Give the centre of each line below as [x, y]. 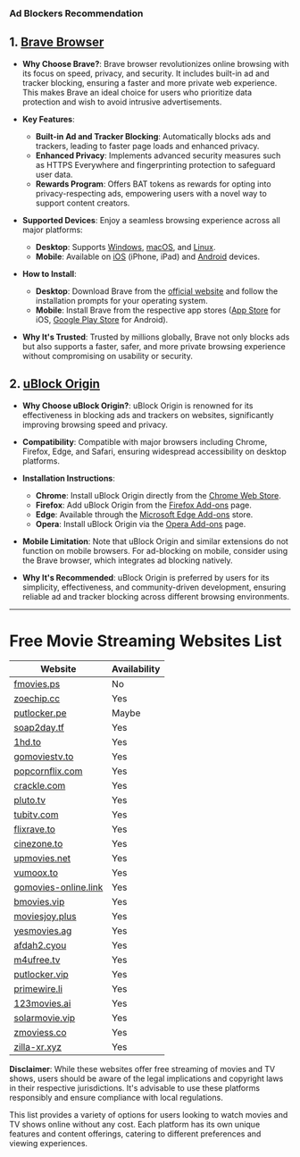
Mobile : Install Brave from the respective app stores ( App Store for [158, 310]
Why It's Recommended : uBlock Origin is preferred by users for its [146, 577]
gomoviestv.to [44, 757]
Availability [136, 669]
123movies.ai [42, 1003]
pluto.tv [30, 801]
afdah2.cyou [40, 945]
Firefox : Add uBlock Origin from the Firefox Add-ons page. [143, 505]
